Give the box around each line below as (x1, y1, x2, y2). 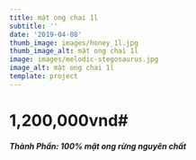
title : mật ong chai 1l (9, 13, 99, 22)
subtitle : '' (9, 22, 58, 31)
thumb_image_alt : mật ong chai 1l (9, 47, 139, 56)
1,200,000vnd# (9, 110, 129, 130)
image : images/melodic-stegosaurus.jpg (9, 55, 159, 64)
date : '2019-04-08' (9, 30, 83, 39)
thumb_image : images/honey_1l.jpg (9, 38, 139, 48)
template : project (9, 72, 78, 81)
